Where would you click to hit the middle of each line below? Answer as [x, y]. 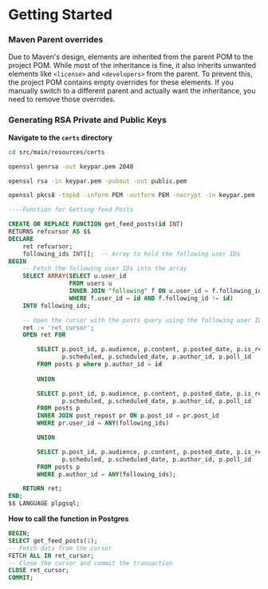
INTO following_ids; [57, 306]
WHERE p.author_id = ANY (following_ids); [107, 474]
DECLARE [21, 239]
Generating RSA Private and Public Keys [88, 120]
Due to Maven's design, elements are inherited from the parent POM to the [131, 57]
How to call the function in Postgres [69, 519]
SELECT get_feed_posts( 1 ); [53, 540]
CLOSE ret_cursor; [39, 571]
